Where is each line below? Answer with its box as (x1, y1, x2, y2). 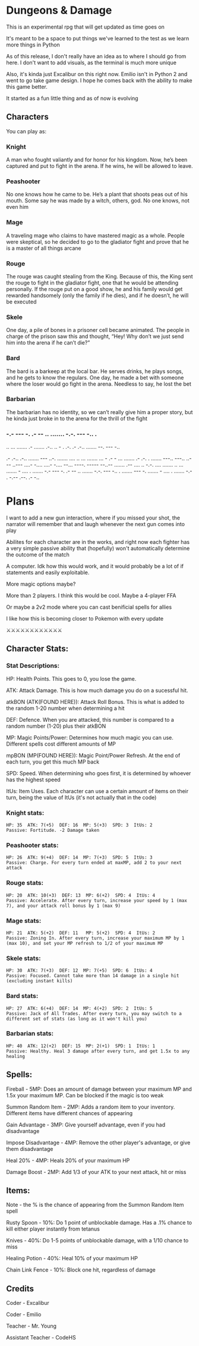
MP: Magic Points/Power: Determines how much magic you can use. (6, 734, 174, 741)
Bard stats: (6, 992, 39, 1000)
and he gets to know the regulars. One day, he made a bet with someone (6, 374, 184, 381)
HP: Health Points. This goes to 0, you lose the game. (6, 675, 137, 682)
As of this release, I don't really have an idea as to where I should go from (6, 52, 187, 60)
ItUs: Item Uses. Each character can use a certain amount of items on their (6, 787, 189, 794)
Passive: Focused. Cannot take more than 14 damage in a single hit (6, 973, 179, 979)
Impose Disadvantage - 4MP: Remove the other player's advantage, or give (6, 1139, 191, 1146)
